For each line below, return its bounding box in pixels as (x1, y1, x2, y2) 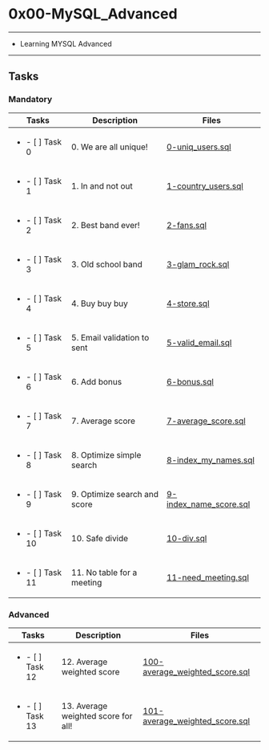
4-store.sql (167, 298, 210, 309)
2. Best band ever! (70, 219, 140, 230)
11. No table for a (70, 567, 138, 578)
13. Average (61, 700, 108, 711)
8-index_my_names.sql (167, 454, 255, 466)
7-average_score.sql (167, 415, 246, 426)
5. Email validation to (70, 332, 150, 343)
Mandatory (8, 94, 53, 105)
